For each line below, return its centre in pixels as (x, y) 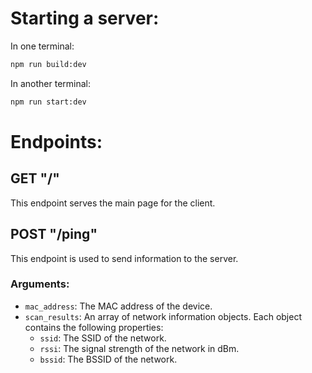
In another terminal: (51, 83)
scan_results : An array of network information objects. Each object (163, 316)
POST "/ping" (54, 234)
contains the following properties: (94, 327)
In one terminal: (42, 46)
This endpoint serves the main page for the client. (113, 203)
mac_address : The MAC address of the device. (118, 306)
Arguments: (40, 284)
